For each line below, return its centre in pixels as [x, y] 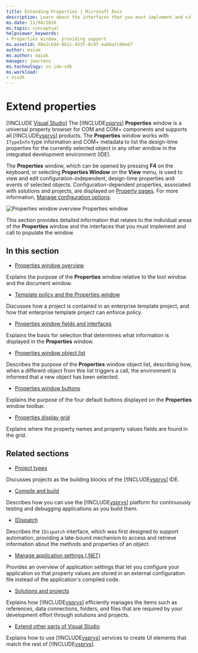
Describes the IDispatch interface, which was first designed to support [92, 531]
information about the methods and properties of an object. [78, 544]
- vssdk [16, 77]
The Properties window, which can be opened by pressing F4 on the [90, 166]
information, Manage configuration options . [59, 197]
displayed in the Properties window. [50, 341]
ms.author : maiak [27, 55]
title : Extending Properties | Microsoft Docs [64, 12]
